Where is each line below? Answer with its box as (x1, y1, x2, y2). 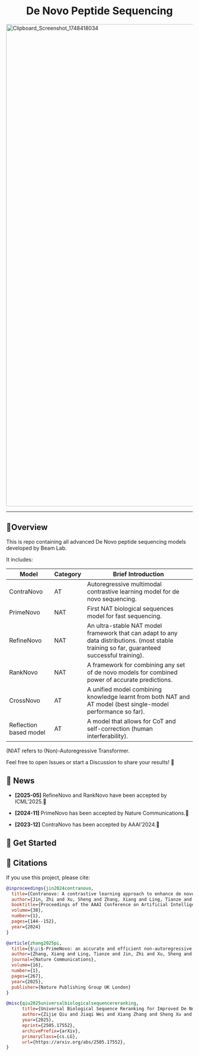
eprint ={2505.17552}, (21, 1022, 76, 1028)
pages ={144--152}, (11, 918, 57, 924)
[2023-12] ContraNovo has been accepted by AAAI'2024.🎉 (14, 821, 160, 828)
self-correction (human (86, 725, 153, 733)
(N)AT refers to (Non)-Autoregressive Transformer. (6, 747, 130, 754)
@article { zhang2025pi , (6, 940, 62, 946)
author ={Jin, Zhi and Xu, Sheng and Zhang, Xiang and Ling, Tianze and (11, 897, 192, 902)
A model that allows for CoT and (86, 717, 176, 725)
